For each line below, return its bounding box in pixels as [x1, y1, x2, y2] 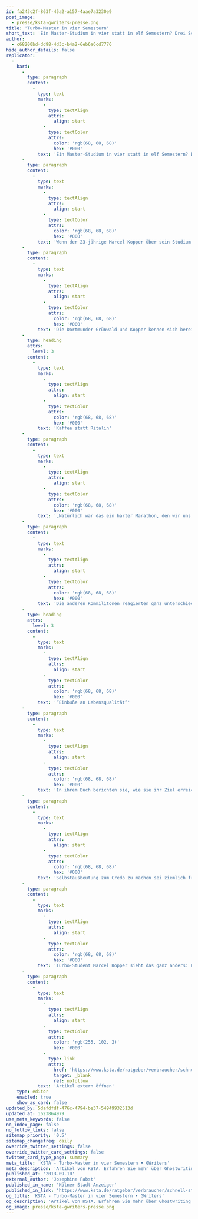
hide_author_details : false [6, 47, 75, 53]
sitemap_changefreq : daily [6, 1138, 72, 1144]
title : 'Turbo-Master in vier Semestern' [6, 25, 110, 31]
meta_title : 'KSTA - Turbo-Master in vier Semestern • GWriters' [6, 1160, 170, 1166]
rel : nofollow [53, 1077, 88, 1084]
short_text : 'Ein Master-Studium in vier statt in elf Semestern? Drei [6, 31, 186, 37]
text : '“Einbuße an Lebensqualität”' [37, 699, 131, 705]
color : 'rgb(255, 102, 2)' [53, 1039, 120, 1046]
